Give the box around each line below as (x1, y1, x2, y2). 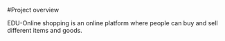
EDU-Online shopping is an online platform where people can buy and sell (7, 19, 218, 27)
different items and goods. (7, 27, 83, 34)
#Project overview (7, 6, 60, 14)
